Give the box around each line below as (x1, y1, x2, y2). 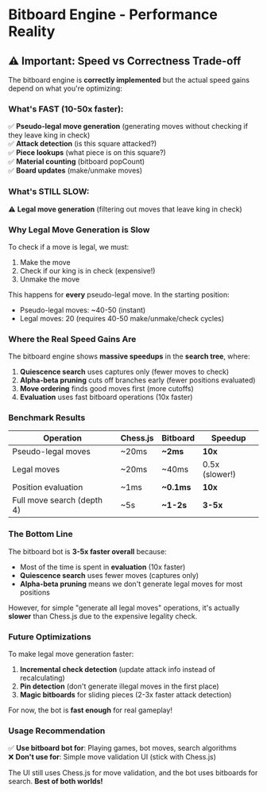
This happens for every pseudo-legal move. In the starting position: (8, 289, 230, 299)
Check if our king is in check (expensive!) (19, 266, 156, 275)
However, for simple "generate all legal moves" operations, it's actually (8, 603, 240, 612)
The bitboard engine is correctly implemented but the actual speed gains (8, 76, 250, 84)
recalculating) (19, 674, 65, 683)
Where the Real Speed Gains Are (8, 333, 137, 344)
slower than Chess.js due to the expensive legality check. (8, 611, 198, 621)
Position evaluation (12, 482, 83, 493)
